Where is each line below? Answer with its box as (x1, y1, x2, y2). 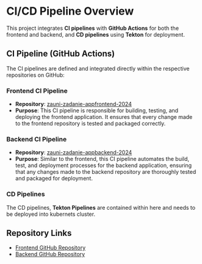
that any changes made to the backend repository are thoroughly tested (15, 168, 197, 176)
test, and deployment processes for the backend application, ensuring (15, 162, 192, 169)
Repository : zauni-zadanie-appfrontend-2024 (15, 101, 132, 108)
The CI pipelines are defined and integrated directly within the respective (6, 65, 190, 72)
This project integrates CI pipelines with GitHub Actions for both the (6, 24, 179, 32)
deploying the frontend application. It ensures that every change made (15, 113, 193, 121)
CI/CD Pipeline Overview (6, 4, 134, 18)
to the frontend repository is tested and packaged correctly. (15, 120, 166, 127)
